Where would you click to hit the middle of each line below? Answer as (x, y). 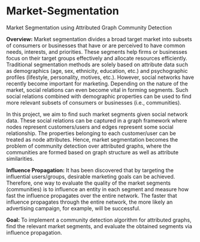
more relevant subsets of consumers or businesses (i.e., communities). (94, 102)
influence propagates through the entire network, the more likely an (90, 202)
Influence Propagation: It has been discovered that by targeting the (90, 170)
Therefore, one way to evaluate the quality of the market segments (89, 183)
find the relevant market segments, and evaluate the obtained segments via (99, 226)
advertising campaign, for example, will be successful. (73, 208)
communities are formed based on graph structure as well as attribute (92, 152)
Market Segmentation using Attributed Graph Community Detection (89, 27)
